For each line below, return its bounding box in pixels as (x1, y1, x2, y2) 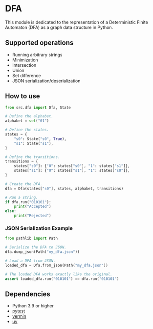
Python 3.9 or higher (12, 303, 54, 309)
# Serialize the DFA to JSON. (5, 245, 67, 250)
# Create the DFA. (5, 181, 43, 187)
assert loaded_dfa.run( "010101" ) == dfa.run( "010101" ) (5, 276, 119, 281)
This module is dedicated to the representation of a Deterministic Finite (5, 19, 148, 25)
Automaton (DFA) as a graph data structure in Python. (5, 24, 113, 30)
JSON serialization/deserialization (12, 78, 81, 83)
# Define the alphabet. (5, 114, 54, 119)
